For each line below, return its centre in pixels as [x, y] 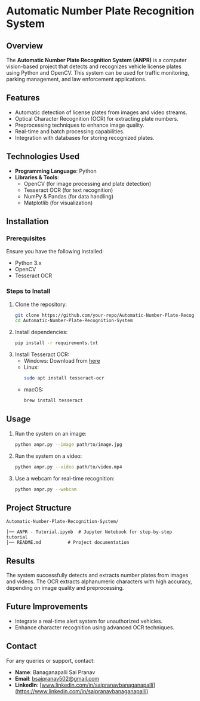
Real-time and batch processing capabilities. [70, 131]
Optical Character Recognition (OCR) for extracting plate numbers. [97, 118]
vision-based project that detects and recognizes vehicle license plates [94, 66]
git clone [27, 315]
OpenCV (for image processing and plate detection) [87, 183]
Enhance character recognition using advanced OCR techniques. [95, 627]
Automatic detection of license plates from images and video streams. [101, 112]
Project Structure [39, 508]
